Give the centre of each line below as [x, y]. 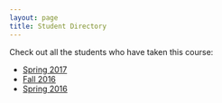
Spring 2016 [45, 89]
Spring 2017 [45, 70]
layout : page [34, 18]
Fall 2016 [39, 79]
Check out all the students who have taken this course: [111, 51]
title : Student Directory [58, 26]
